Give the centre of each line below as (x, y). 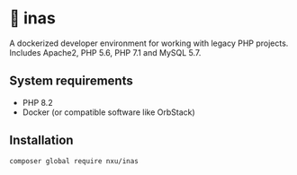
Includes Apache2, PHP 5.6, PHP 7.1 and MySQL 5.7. (105, 52)
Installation (41, 140)
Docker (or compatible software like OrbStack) (108, 112)
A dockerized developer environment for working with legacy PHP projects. (149, 43)
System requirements (71, 81)
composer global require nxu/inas (74, 161)
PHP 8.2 (37, 102)
